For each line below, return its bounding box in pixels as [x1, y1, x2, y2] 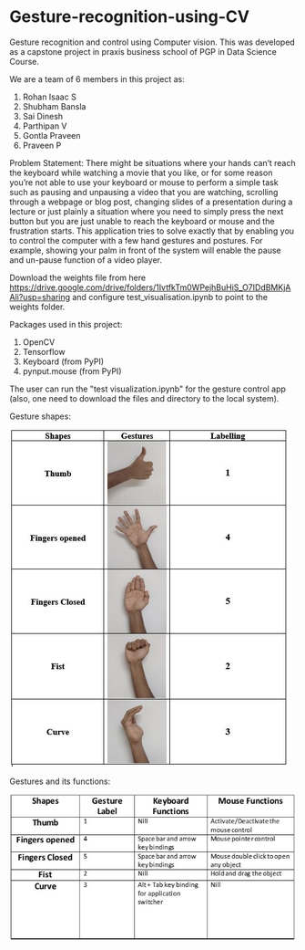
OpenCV [22, 336, 56, 348]
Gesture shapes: [9, 411, 71, 422]
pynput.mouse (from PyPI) [22, 365, 122, 376]
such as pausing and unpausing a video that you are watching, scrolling [9, 186, 279, 197]
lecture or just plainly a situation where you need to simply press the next [9, 205, 284, 216]
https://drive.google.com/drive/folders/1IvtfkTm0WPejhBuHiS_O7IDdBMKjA [9, 281, 291, 293]
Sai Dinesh [22, 110, 64, 121]
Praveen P [22, 140, 62, 151]
